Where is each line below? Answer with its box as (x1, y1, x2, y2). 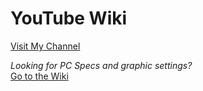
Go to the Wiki (10, 70, 69, 82)
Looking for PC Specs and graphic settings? (10, 59, 193, 71)
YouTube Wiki (10, 7, 128, 30)
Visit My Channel (10, 40, 81, 52)
